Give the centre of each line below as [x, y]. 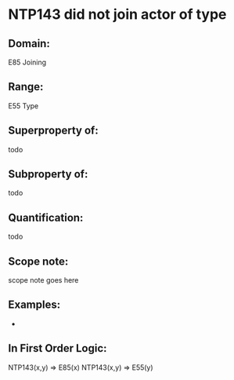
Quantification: [46, 217]
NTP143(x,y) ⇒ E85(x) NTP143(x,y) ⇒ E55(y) [81, 367]
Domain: [29, 44]
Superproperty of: [54, 131]
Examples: [34, 305]
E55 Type [23, 106]
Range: [26, 87]
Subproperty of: [48, 174]
